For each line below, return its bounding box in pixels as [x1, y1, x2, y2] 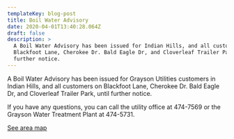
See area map [7, 123, 47, 132]
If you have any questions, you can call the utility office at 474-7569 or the [7, 102, 221, 111]
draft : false [7, 29, 45, 37]
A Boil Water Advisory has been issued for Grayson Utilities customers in [7, 74, 216, 83]
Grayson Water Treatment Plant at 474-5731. [7, 110, 135, 118]
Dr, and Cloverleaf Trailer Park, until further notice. [7, 89, 153, 97]
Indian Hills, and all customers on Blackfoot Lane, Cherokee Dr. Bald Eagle [7, 81, 220, 90]
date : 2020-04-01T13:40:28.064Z [7, 23, 101, 30]
